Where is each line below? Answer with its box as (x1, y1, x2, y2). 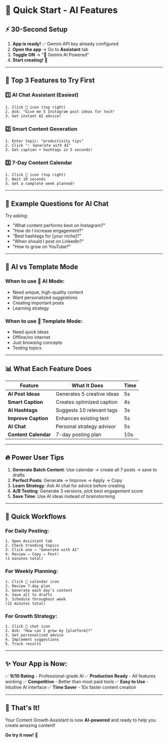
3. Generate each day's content (5, 587, 72, 593)
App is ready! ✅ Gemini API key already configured (12, 41, 118, 46)
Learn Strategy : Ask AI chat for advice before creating (12, 482, 125, 488)
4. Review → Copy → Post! (5, 552, 59, 557)
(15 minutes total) (5, 601, 46, 606)
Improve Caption (7, 414, 48, 421)
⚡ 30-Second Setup (5, 25, 68, 33)
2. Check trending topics (5, 543, 59, 548)
